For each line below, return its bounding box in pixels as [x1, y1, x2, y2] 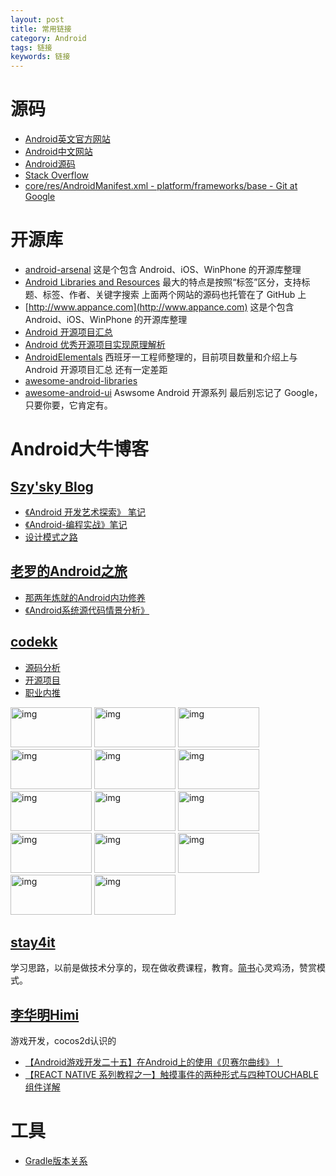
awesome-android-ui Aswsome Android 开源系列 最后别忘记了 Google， [24, 387, 323, 398]
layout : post [10, 14, 65, 25]
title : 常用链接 [10, 24, 72, 34]
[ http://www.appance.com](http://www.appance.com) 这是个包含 [24, 301, 295, 313]
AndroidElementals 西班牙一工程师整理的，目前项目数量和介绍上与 [24, 351, 298, 363]
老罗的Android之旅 [10, 563, 128, 580]
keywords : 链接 [10, 52, 71, 62]
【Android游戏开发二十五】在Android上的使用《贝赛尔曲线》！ [24, 1056, 283, 1068]
